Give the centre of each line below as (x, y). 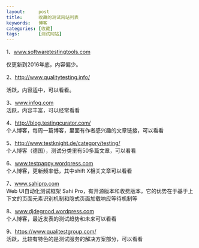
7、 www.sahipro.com (33, 184)
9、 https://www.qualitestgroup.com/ (52, 232)
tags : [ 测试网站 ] (34, 34)
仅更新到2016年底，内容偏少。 (44, 65)
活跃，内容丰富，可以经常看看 (43, 110)
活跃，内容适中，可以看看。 (40, 90)
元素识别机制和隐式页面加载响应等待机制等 (85, 199)
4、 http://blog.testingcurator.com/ (49, 123)
